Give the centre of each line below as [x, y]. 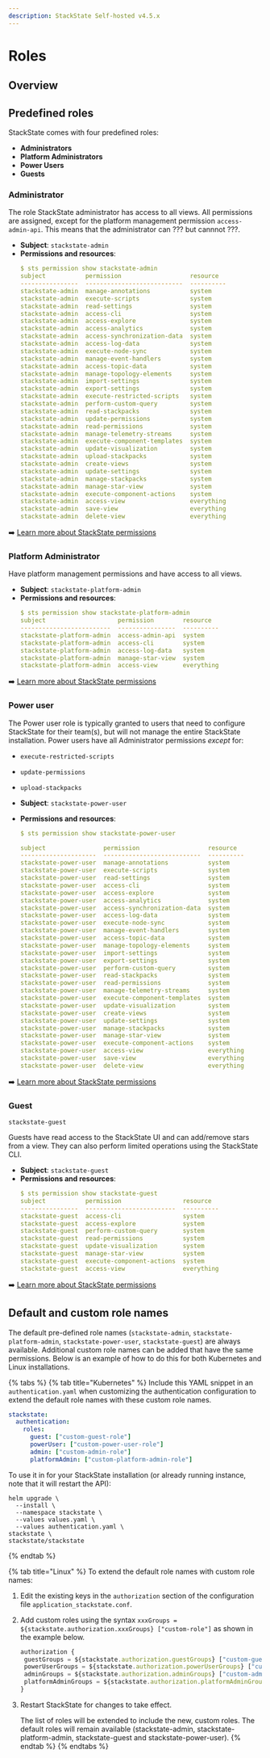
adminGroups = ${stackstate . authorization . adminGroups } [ [123, 1674]
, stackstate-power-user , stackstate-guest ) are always [150, 1341]
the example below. [52, 1637]
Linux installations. [39, 1367]
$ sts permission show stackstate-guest [89, 1194]
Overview [33, 86]
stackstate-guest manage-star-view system [112, 1254]
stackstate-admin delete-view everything [123, 517]
